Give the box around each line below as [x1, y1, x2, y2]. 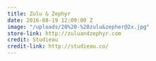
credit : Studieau [7, 36, 59, 43]
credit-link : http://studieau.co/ [7, 43, 109, 50]
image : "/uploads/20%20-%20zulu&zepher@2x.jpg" [7, 23, 150, 30]
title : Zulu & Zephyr [7, 10, 71, 18]
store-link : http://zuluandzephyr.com [7, 29, 121, 37]
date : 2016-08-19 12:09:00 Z [7, 17, 93, 24]
